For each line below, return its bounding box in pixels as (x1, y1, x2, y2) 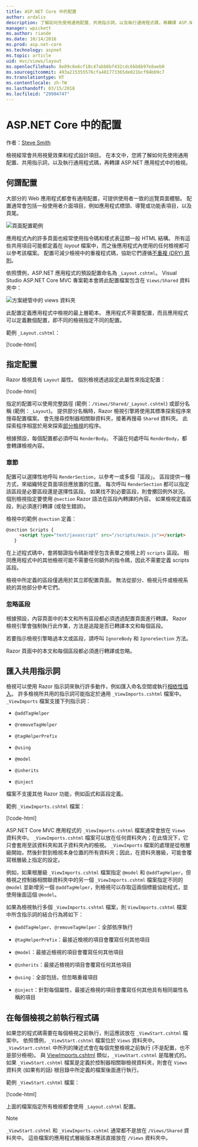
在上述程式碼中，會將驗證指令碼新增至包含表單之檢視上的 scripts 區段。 (6, 549, 183, 556)
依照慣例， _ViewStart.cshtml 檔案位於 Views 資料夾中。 (22, 1037, 158, 1044)
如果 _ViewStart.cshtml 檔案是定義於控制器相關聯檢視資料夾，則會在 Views (6, 1059, 187, 1066)
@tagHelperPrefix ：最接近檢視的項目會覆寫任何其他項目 (14, 936, 150, 943)
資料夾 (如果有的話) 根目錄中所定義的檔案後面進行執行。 (6, 1067, 143, 1074)
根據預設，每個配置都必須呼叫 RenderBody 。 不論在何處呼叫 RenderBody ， (6, 435, 182, 442)
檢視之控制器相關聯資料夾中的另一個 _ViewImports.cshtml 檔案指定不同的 (6, 876, 183, 884)
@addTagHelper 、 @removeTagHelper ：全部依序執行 (14, 924, 133, 931)
